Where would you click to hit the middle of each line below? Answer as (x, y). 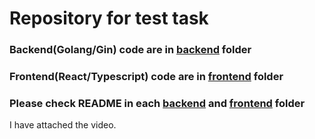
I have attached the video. (63, 125)
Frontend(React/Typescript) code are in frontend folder (146, 77)
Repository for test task (109, 18)
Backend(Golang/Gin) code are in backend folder (130, 50)
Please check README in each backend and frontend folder (157, 103)
